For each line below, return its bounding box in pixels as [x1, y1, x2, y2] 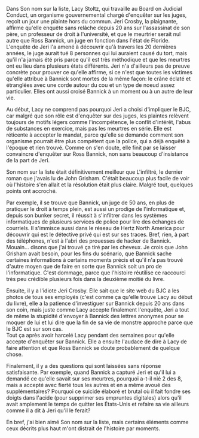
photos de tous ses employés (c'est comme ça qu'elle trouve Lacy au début [6, 294, 193, 300]
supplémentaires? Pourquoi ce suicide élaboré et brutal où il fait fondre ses [6, 388, 191, 395]
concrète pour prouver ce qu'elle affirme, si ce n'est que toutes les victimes [6, 69, 193, 75]
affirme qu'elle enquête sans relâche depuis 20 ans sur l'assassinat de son [6, 24, 191, 31]
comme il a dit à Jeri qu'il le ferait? [6, 407, 91, 414]
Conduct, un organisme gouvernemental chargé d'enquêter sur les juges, [6, 11, 187, 19]
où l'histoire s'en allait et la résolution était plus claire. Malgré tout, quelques [6, 181, 193, 188]
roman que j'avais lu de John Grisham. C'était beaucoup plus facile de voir [6, 175, 190, 182]
